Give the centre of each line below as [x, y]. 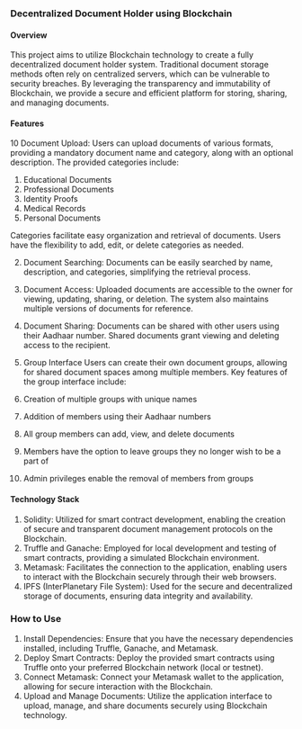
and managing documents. [60, 103]
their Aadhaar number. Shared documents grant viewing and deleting [151, 336]
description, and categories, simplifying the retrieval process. [137, 272]
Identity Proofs [51, 199]
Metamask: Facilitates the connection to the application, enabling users [155, 567]
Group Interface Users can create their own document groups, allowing [155, 363]
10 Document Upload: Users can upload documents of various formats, [142, 143]
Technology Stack [45, 499]
